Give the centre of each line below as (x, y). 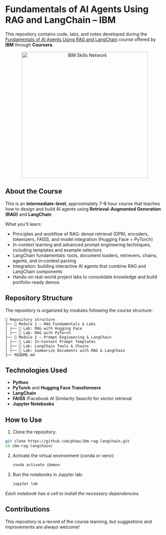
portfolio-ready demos (36, 282)
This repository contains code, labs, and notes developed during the (76, 34)
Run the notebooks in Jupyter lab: (48, 474)
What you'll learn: (23, 224)
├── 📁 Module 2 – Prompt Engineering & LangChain (59, 337)
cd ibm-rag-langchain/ (29, 446)
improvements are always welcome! (42, 527)
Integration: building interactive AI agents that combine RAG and (79, 266)
